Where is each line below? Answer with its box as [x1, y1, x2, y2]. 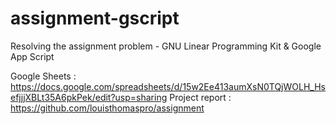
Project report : [169, 91, 232, 103]
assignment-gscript [10, 7, 180, 30]
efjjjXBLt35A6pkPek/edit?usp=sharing [10, 91, 168, 103]
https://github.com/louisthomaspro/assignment [10, 102, 205, 114]
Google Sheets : [10, 70, 77, 82]
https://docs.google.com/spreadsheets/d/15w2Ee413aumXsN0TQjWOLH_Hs [10, 80, 326, 92]
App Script [10, 50, 55, 62]
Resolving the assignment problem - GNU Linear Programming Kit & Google [10, 40, 322, 52]
